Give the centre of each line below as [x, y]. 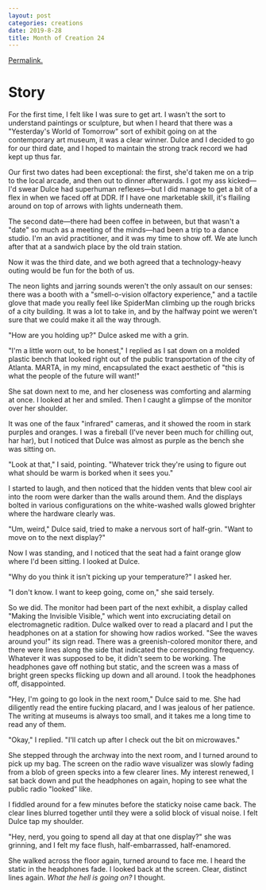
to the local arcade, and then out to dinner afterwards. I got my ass [117, 181]
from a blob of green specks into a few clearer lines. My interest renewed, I [131, 772]
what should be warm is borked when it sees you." [91, 473]
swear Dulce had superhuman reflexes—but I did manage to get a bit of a [138, 189]
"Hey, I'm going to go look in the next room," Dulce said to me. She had [124, 699]
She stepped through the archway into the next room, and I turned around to [133, 756]
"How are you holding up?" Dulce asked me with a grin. [98, 336]
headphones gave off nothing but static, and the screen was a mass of [124, 667]
